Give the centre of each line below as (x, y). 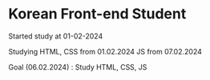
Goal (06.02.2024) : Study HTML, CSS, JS (78, 67)
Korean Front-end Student (97, 14)
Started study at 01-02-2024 (56, 36)
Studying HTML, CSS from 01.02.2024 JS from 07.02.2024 (105, 51)
